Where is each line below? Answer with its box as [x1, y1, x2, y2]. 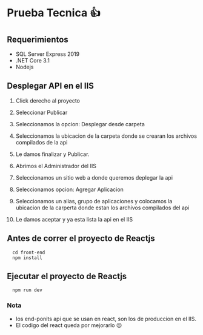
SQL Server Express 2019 [15, 50, 80, 58]
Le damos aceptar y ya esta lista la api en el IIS [15, 215, 133, 223]
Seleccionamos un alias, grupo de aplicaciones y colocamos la [15, 197, 173, 205]
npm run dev [12, 287, 43, 293]
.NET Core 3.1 [15, 57, 50, 64]
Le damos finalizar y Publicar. [15, 151, 90, 158]
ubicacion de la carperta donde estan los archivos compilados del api [15, 204, 190, 211]
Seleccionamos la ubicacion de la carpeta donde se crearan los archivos [15, 132, 198, 140]
